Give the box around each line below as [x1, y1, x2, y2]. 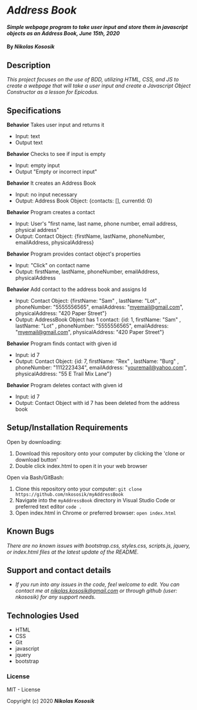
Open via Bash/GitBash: [6, 473, 64, 481]
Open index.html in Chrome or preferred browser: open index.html [15, 509, 176, 516]
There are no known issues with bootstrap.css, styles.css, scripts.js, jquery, [6, 542, 191, 549]
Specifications [6, 106, 61, 116]
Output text [15, 139, 43, 146]
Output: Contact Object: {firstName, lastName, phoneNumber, [15, 233, 165, 240]
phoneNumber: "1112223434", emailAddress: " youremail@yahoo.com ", [15, 364, 187, 371]
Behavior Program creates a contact [6, 209, 95, 215]
